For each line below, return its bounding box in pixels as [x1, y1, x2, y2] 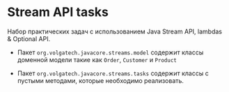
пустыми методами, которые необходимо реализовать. [17, 76, 184, 84]
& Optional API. [7, 34, 51, 43]
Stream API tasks [7, 4, 109, 20]
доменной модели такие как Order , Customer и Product [17, 55, 177, 63]
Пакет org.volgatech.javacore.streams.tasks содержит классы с [17, 69, 209, 77]
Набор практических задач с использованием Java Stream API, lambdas [7, 27, 223, 36]
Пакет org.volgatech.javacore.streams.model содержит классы [17, 48, 204, 56]
